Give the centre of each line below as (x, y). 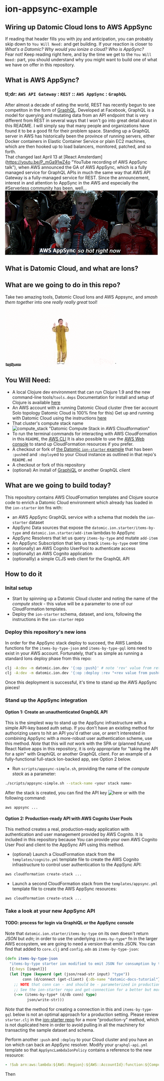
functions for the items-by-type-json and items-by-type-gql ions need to (79, 648)
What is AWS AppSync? (42, 80)
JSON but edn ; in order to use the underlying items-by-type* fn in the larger (81, 939)
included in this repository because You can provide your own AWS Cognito (81, 840)
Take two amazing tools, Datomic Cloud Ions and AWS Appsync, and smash (81, 297)
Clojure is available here (36, 402)
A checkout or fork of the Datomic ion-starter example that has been (82, 449)
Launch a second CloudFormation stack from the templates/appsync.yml (85, 884)
